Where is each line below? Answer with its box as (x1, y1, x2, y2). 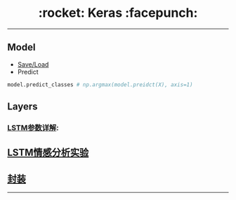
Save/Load (17, 60, 49, 68)
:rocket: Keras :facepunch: (38, 5, 198, 21)
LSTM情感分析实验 (7, 147, 89, 159)
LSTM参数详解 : (7, 123, 59, 133)
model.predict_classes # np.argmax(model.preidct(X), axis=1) (7, 81, 193, 88)
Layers (7, 100, 38, 113)
